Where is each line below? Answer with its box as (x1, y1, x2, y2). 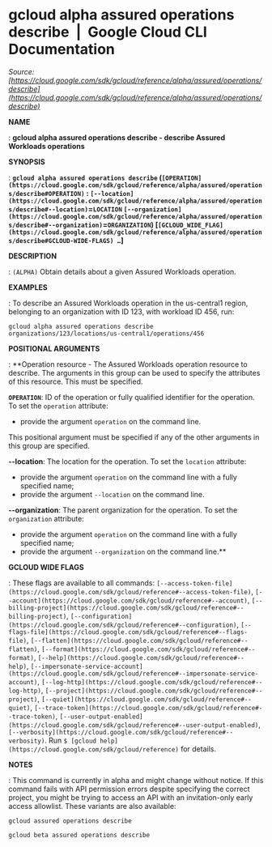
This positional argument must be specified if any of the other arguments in (8, 432, 260, 442)
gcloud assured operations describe (8, 816, 132, 825)
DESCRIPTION (8, 251, 57, 261)
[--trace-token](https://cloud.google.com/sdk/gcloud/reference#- (33, 704, 263, 712)
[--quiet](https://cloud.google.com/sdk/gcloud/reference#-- (41, 695, 253, 704)
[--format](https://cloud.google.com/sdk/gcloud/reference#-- (41, 645, 256, 653)
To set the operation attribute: (8, 401, 108, 411)
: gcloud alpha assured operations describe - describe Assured (8, 132, 225, 143)
